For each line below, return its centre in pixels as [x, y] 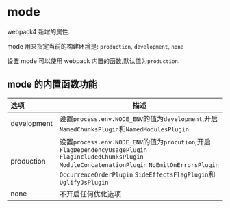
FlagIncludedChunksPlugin [101, 157]
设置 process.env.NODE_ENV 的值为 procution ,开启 [135, 142]
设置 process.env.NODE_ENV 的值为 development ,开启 [139, 118]
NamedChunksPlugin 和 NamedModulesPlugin [124, 129]
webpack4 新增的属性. [39, 31]
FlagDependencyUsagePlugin [103, 150]
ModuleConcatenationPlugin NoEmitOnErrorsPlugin [139, 165]
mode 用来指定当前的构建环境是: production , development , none [95, 46]
